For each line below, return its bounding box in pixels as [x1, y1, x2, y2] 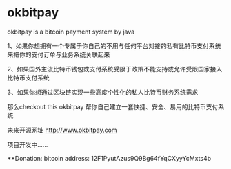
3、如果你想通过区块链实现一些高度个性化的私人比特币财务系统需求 [7, 88, 199, 96]
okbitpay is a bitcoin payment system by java [7, 27, 135, 36]
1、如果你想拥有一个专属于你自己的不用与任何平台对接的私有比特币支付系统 [7, 41, 221, 49]
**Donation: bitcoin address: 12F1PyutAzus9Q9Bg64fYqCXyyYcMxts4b [7, 154, 212, 162]
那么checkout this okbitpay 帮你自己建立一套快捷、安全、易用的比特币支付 [7, 102, 219, 111]
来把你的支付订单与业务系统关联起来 [7, 50, 110, 58]
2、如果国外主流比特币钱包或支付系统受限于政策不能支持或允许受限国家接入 [7, 65, 223, 73]
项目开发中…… [7, 140, 48, 148]
